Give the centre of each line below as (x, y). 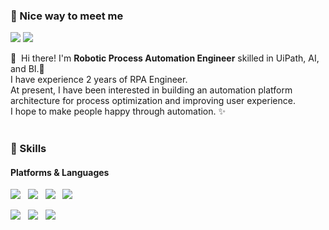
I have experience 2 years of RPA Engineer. (99, 80)
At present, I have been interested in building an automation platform (151, 90)
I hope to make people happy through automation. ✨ (118, 111)
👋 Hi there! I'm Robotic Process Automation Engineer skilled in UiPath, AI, (165, 58)
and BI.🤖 (27, 69)
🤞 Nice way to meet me (67, 16)
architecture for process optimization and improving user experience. (153, 101)
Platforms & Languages (60, 172)
